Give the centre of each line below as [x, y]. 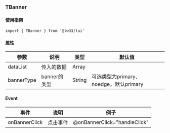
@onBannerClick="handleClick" [111, 122]
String [80, 80]
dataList [17, 67]
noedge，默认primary [118, 84]
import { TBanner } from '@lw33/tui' [45, 31]
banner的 [52, 77]
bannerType [22, 80]
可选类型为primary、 [116, 77]
